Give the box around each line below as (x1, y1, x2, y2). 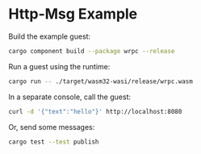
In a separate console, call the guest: (8, 92, 132, 102)
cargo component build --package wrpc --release (8, 47, 175, 55)
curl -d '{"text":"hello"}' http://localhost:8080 (8, 107, 182, 115)
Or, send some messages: (8, 122, 95, 131)
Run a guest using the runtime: (8, 61, 111, 71)
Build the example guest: (8, 31, 91, 41)
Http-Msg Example (8, 5, 138, 23)
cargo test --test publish (8, 138, 99, 146)
